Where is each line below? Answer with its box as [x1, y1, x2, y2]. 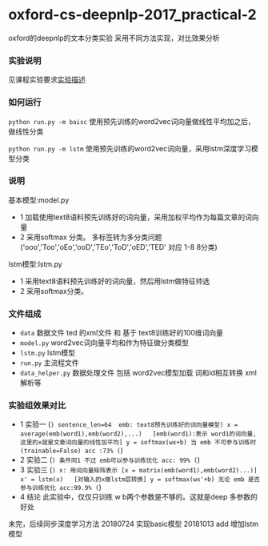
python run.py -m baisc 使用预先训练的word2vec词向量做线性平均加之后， [8, 116, 255, 126]
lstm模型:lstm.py [8, 259, 62, 269]
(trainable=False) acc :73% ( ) [19, 446, 124, 456]
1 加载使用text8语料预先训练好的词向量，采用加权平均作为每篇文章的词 [19, 212, 252, 222]
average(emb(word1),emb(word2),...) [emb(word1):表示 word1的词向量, [19, 430, 258, 438]
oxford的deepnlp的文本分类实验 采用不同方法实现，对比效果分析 [8, 33, 220, 42]
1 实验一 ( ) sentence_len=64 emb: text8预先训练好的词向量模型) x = [19, 420, 238, 429]
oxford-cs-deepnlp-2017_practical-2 [8, 6, 258, 24]
